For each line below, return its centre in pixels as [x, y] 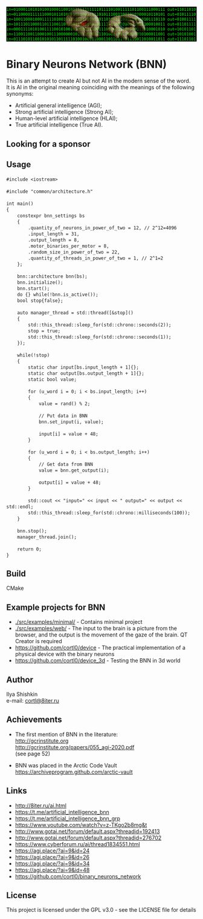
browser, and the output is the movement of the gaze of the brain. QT [101, 635]
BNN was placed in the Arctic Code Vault [66, 765]
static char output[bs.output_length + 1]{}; [86, 373]
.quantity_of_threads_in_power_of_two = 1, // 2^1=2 [96, 258]
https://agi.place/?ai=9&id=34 [52, 863]
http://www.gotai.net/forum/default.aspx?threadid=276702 [88, 838]
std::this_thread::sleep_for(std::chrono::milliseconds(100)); [109, 513]
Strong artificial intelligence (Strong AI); [64, 112]
